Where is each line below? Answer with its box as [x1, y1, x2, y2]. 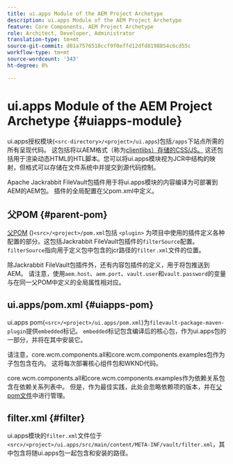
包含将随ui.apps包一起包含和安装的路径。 [13, 449, 132, 457]
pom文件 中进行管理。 [7, 392, 70, 400]
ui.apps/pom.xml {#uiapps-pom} [7, 299, 154, 311]
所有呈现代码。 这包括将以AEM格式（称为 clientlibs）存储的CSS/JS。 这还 [7, 146, 218, 154]
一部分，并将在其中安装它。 [7, 336, 87, 344]
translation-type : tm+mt [7, 36, 79, 43]
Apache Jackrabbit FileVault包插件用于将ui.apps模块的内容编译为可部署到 [7, 178, 218, 186]
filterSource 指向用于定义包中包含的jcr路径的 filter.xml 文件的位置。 [7, 246, 205, 254]
